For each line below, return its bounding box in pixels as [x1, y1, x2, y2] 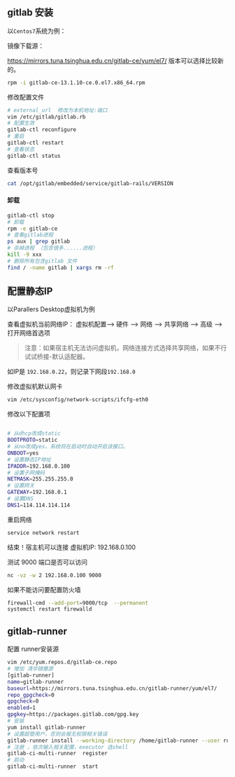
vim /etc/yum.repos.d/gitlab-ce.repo [7, 658, 117, 666]
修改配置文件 [7, 93, 44, 101]
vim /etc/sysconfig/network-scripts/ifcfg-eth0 [7, 396, 149, 403]
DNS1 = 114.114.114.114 [7, 501, 71, 508]
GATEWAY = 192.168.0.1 [7, 489, 68, 496]
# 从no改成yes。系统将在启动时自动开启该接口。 [7, 443, 129, 450]
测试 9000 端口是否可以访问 [7, 558, 88, 566]
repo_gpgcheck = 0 [7, 691, 55, 698]
